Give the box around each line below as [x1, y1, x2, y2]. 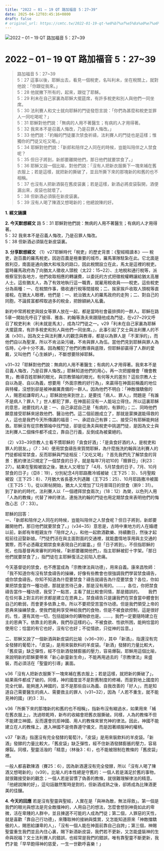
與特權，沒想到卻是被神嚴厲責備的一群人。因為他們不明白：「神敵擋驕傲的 [5, 386, 153, 392]
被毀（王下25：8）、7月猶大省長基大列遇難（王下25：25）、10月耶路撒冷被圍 [5, 476, 159, 482]
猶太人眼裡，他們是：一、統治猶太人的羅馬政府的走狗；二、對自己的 [21, 292, 159, 298]
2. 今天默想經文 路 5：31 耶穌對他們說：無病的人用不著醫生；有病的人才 [5, 220, 149, 226]
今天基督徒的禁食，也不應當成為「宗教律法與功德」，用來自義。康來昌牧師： [5, 564, 157, 570]
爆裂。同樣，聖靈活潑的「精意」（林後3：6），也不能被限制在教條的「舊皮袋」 [5, 747, 158, 753]
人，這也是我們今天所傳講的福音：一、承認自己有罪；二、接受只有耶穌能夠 [5, 417, 155, 423]
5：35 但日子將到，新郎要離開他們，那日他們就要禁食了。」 [17, 157, 135, 163]
